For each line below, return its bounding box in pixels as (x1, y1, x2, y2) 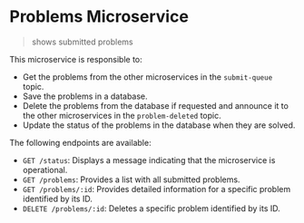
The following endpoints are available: (9, 137, 152, 148)
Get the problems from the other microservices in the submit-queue (22, 71, 273, 82)
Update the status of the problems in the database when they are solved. (22, 120, 296, 131)
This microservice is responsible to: (9, 53, 142, 64)
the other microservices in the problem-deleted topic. (22, 110, 221, 121)
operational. (22, 164, 68, 175)
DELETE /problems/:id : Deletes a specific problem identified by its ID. (22, 202, 281, 214)
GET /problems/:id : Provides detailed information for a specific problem (22, 183, 291, 194)
